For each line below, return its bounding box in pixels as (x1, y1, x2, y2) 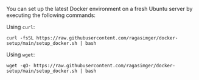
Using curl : (6, 24, 35, 30)
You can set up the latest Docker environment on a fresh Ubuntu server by (6, 5, 193, 12)
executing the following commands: (6, 12, 96, 19)
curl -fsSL (6, 35, 34, 41)
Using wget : (6, 51, 35, 58)
